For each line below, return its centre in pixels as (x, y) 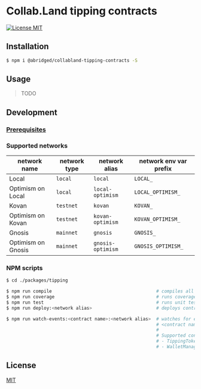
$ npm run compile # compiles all (100, 291)
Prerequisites (26, 129)
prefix (163, 169)
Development (32, 112)
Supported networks (37, 145)
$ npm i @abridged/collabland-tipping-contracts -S (72, 60)
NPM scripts (25, 268)
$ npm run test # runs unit (96, 302)
